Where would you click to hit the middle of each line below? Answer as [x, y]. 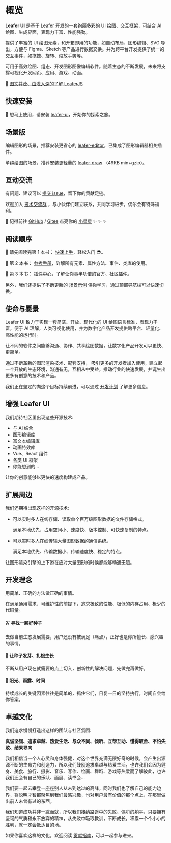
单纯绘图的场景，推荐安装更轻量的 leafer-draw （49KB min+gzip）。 [76, 162]
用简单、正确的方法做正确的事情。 [41, 593]
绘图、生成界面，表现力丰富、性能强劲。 [48, 32]
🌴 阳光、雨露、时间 [25, 681]
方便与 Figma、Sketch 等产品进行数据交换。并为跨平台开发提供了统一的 [89, 49]
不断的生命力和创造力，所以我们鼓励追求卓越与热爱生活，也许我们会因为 [85, 764]
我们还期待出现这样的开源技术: [37, 508]
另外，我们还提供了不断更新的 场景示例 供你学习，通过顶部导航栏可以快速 [82, 285]
